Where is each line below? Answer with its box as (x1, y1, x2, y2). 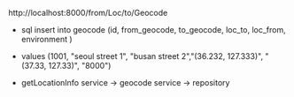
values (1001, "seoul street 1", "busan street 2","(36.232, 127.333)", (20, 51, 263, 61)
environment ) (20, 34, 73, 44)
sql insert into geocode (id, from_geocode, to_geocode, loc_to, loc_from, (20, 25, 287, 34)
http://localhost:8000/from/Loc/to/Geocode (8, 8, 168, 18)
